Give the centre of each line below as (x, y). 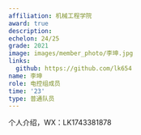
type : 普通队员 (32, 99)
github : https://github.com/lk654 (74, 69)
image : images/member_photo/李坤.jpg (71, 53)
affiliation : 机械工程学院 (50, 16)
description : (30, 31)
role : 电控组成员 (34, 83)
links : (19, 61)
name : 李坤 (26, 76)
